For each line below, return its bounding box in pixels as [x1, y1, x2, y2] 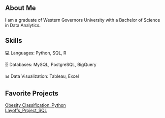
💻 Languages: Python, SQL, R [5, 50, 66, 56]
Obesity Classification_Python [5, 102, 66, 108]
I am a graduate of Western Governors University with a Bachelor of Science [5, 17, 160, 23]
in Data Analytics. [5, 22, 41, 28]
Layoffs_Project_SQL [5, 108, 47, 114]
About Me [5, 4, 36, 12]
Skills [5, 36, 22, 45]
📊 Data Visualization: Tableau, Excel [5, 73, 79, 79]
